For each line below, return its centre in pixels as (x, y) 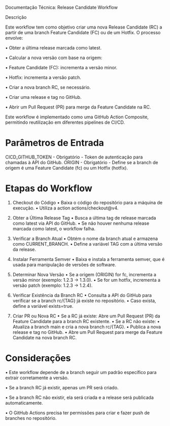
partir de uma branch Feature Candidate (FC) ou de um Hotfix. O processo (83, 32)
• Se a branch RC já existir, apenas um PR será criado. (62, 387)
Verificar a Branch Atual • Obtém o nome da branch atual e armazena (85, 238)
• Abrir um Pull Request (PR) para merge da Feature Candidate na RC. (78, 107)
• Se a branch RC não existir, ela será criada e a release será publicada (79, 397)
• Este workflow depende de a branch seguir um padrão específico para (81, 372)
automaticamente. (24, 403)
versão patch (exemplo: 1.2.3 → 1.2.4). (53, 285)
